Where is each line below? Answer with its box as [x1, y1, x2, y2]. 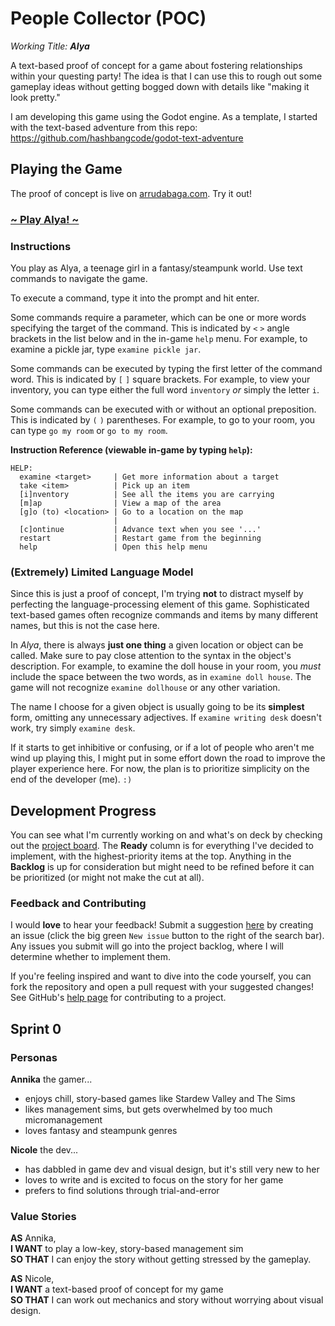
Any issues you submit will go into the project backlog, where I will [10, 940, 284, 952]
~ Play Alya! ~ [10, 212, 80, 226]
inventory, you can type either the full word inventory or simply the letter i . [10, 383, 320, 396]
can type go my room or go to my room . [10, 424, 168, 436]
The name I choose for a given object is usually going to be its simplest [10, 701, 305, 713]
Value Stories [10, 1209, 77, 1223]
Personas [10, 1050, 58, 1064]
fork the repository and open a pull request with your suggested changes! [10, 981, 314, 993]
